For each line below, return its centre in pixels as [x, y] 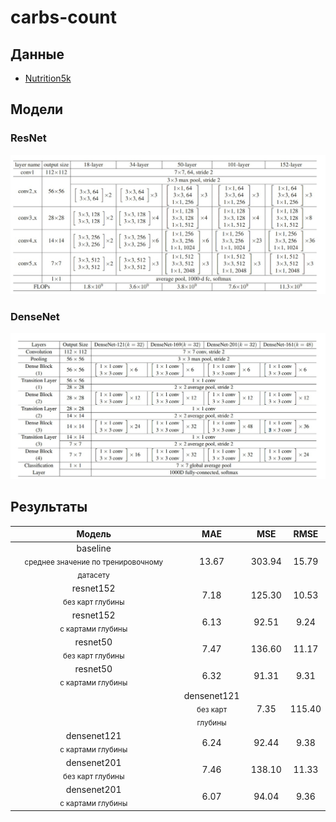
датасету [93, 575]
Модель [94, 534]
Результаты [49, 507]
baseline [94, 548]
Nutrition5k [48, 78]
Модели [37, 109]
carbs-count [64, 17]
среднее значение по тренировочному [93, 562]
